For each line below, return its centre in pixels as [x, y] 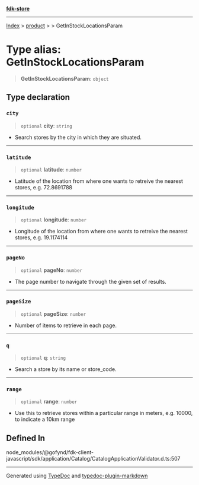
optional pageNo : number [52, 270]
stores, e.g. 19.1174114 [41, 237]
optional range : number [49, 402]
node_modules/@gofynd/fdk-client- [50, 452]
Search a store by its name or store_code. [65, 369]
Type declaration [38, 97]
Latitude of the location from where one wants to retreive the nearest [99, 181]
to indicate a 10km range [45, 419]
